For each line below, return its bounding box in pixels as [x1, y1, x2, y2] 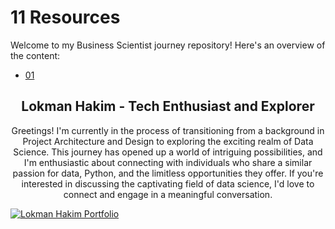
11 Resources [10, 6, 121, 29]
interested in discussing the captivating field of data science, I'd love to [21, 177, 315, 190]
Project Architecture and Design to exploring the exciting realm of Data [22, 135, 314, 147]
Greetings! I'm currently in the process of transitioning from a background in [11, 124, 325, 136]
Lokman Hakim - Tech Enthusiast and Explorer [21, 98, 315, 115]
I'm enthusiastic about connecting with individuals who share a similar [23, 156, 313, 168]
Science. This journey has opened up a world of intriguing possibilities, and [13, 146, 323, 158]
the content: [10, 49, 61, 61]
